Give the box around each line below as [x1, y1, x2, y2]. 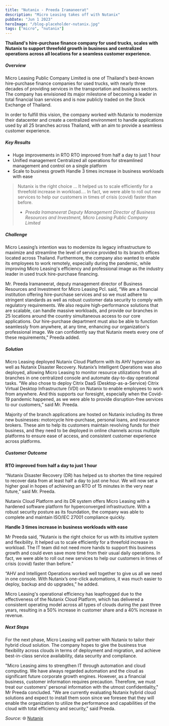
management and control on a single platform [12, 163, 107, 169]
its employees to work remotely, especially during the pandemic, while [5, 261, 151, 267]
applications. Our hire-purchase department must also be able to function [5, 319, 158, 325]
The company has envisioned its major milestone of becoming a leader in [5, 91, 157, 97]
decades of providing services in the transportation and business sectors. [5, 86, 158, 92]
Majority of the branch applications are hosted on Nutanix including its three [5, 411, 163, 417]
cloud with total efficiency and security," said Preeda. [5, 705, 116, 711]
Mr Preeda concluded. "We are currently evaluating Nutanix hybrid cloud [5, 689, 156, 695]
